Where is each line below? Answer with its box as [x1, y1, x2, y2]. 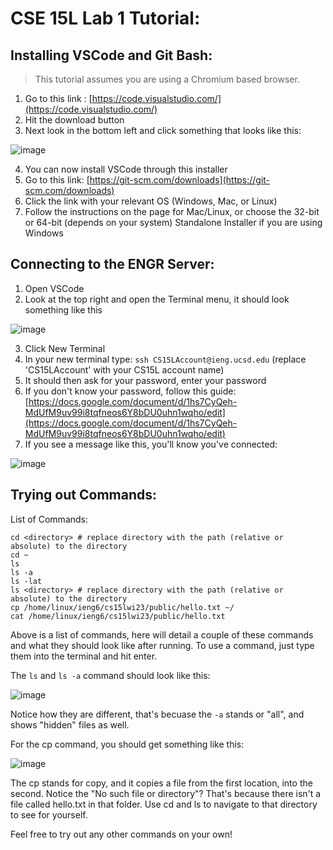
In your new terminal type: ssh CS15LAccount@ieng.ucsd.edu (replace [24, 353, 307, 365]
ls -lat [10, 576, 43, 586]
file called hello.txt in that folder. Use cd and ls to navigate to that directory [10, 798, 318, 810]
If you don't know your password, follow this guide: [24, 385, 237, 397]
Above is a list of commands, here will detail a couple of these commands [10, 628, 314, 641]
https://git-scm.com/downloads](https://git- [89, 174, 271, 186]
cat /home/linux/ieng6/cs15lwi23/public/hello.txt [10, 611, 226, 621]
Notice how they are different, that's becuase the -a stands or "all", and [10, 708, 305, 720]
